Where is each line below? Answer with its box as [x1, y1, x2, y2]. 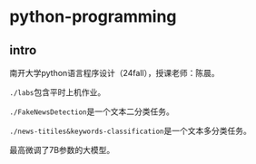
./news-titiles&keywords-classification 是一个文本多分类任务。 [9, 125, 252, 136]
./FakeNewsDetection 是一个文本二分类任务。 [9, 106, 175, 117]
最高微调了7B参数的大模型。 [9, 145, 115, 155]
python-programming [9, 6, 177, 27]
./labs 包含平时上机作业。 [9, 87, 106, 97]
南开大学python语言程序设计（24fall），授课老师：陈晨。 [9, 68, 220, 78]
